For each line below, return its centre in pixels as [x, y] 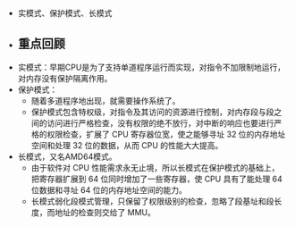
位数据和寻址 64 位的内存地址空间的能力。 [109, 189]
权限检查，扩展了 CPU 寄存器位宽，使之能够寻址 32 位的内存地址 [166, 134]
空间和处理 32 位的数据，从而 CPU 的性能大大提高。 [127, 145]
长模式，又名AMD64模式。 [67, 156]
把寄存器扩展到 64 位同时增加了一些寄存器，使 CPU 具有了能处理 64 [157, 179]
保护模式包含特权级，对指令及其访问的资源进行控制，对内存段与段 [152, 112]
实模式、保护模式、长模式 [65, 13]
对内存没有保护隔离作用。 [65, 78]
